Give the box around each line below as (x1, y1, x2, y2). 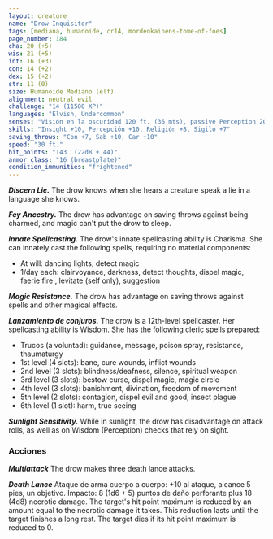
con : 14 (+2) (8, 65, 53, 73)
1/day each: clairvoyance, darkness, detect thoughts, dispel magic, (19, 267, 245, 277)
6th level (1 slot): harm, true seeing (19, 401, 136, 411)
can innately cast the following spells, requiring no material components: (8, 243, 252, 253)
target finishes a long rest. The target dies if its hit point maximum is (8, 514, 236, 524)
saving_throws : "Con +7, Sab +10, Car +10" (8, 133, 158, 141)
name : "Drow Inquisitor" (8, 20, 93, 28)
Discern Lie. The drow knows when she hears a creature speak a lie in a (8, 185, 250, 195)
